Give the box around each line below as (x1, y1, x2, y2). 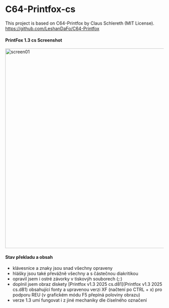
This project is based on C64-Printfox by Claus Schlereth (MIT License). (5, 20, 154, 26)
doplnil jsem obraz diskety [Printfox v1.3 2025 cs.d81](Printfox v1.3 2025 (12, 281, 162, 287)
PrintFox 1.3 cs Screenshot (5, 37, 62, 43)
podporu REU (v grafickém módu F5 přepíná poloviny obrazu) (12, 292, 141, 298)
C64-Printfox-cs (5, 4, 75, 15)
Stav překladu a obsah (5, 254, 53, 260)
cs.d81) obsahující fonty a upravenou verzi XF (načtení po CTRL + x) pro (12, 286, 162, 292)
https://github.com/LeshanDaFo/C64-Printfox (5, 25, 100, 31)
